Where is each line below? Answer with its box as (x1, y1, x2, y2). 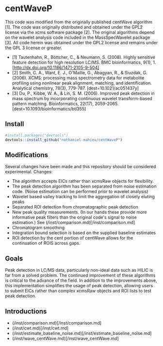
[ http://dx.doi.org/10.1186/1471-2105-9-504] (12, 64, 99, 70)
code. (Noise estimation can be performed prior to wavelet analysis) (12, 189, 149, 194)
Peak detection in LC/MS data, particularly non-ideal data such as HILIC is (5, 267, 153, 273)
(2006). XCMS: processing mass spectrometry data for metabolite (12, 75, 145, 81)
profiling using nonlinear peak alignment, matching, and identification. (12, 80, 152, 86)
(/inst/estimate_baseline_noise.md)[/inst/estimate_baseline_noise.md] (12, 330, 152, 336)
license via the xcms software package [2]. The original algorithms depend (5, 29, 155, 35)
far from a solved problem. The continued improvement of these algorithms (5, 273, 156, 278)
